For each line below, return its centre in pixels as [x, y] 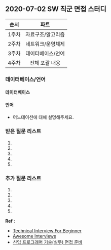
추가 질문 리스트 [23, 178]
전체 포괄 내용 [45, 63]
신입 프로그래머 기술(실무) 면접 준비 [47, 242]
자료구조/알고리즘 [45, 34]
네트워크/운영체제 [45, 44]
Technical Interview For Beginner [47, 231]
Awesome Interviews [34, 236]
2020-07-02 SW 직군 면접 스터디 [56, 9]
